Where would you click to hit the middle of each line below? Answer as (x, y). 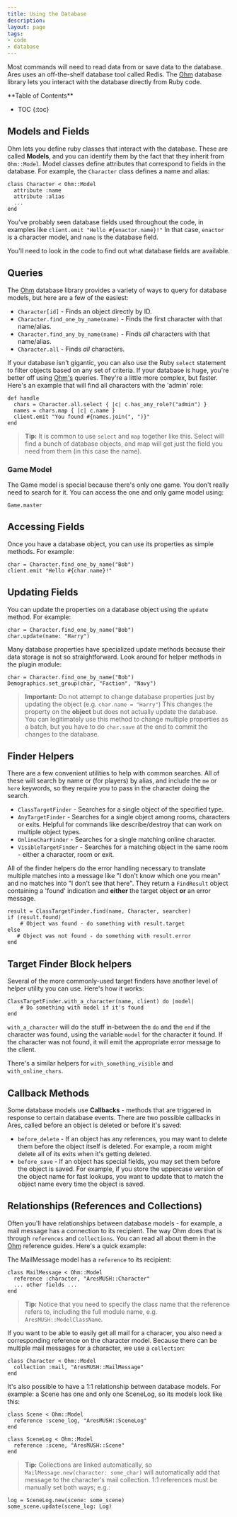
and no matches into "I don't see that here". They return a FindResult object (118, 883)
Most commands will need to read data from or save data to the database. (115, 67)
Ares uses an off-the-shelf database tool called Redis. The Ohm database (115, 74)
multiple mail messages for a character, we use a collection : (96, 1348)
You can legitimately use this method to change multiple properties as (126, 719)
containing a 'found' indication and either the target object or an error (109, 891)
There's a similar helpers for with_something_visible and (90, 1063)
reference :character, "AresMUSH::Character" (82, 1279)
